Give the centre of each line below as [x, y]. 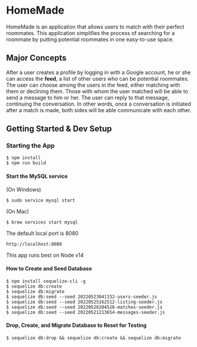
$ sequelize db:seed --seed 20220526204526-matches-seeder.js [84, 307]
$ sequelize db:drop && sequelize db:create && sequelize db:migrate [94, 338]
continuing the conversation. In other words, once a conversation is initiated [98, 104]
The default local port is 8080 [42, 233]
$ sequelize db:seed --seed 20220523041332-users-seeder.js [82, 297]
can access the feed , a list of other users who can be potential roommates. [98, 78]
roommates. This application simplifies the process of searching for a [91, 33]
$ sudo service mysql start [41, 200]
